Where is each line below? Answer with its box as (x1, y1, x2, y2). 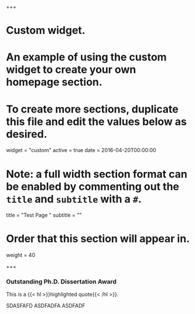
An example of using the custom (6, 50, 167, 64)
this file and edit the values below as (6, 115, 187, 128)
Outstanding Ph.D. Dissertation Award (6, 278, 117, 286)
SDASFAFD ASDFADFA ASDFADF (6, 302, 86, 309)
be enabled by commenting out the (6, 180, 180, 193)
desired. (6, 127, 47, 141)
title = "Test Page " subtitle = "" (6, 212, 82, 219)
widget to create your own (6, 63, 136, 76)
